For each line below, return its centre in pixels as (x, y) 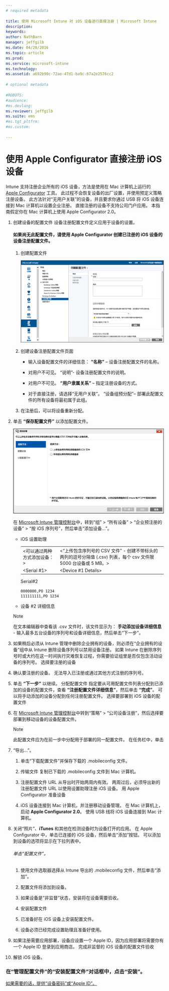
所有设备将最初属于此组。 (63, 400)
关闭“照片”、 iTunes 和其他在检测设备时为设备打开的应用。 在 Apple (83, 829)
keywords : (16, 32)
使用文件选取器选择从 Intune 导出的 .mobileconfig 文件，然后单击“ (89, 870)
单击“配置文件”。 (31, 853)
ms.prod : (15, 58)
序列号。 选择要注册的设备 (49, 662)
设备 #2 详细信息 (38, 606)
